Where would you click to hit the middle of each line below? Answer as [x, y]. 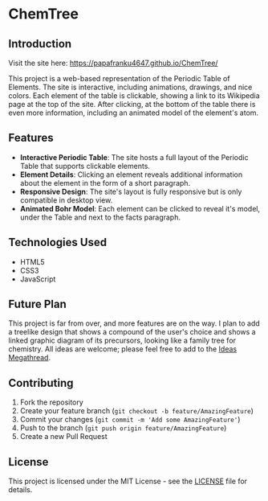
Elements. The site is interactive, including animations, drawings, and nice [130, 87]
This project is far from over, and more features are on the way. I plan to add [134, 323]
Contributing [41, 383]
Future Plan [37, 304]
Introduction [40, 44]
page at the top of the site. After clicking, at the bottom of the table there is [132, 104]
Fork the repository [52, 402]
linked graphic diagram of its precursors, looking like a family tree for [122, 341]
